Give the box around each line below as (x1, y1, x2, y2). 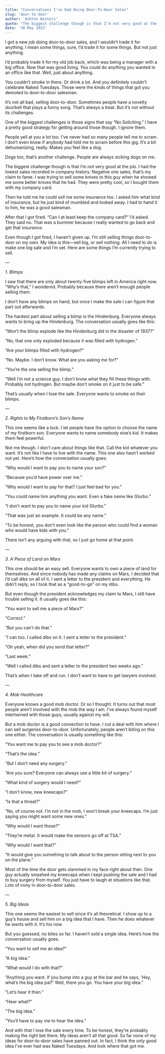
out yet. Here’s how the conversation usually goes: (5, 455, 107, 461)
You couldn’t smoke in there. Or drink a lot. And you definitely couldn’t (5, 79, 147, 85)
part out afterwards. (5, 304, 46, 310)
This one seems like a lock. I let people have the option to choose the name (5, 425, 158, 431)
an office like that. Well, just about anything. (5, 70, 94, 75)
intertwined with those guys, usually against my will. (5, 712, 110, 718)
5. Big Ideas (5, 901, 29, 908)
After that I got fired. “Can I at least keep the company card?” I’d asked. (5, 214, 149, 220)
